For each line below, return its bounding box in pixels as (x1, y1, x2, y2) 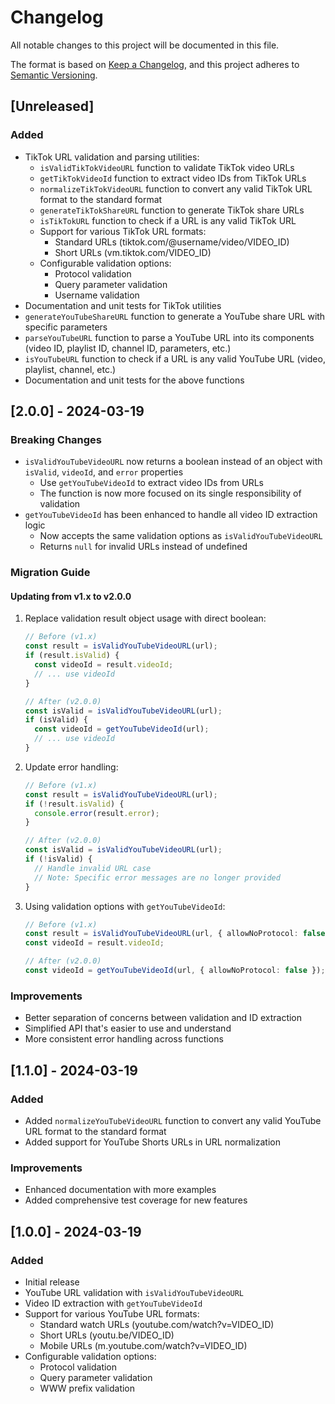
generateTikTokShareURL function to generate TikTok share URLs (39, 204, 305, 216)
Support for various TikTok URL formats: (39, 225, 207, 237)
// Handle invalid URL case (34, 863, 152, 873)
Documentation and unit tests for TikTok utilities (24, 299, 222, 311)
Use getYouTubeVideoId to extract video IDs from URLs (39, 477, 264, 489)
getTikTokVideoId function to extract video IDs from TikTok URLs (39, 172, 307, 184)
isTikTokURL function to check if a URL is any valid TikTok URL (39, 214, 297, 226)
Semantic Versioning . (10, 69, 98, 81)
